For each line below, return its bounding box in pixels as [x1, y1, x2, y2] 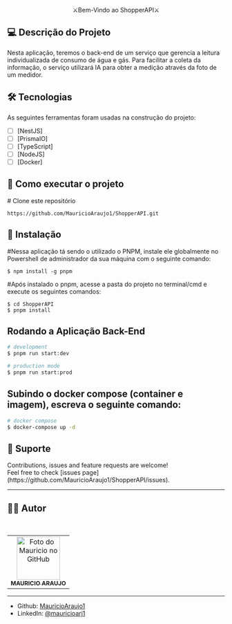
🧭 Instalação [7, 229, 61, 240]
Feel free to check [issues [7, 469, 81, 477]
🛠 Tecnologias [7, 91, 72, 103]
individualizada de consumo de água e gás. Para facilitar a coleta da [7, 55, 202, 64]
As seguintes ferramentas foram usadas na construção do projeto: [7, 113, 196, 122]
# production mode [7, 363, 60, 370]
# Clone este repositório [7, 196, 76, 205]
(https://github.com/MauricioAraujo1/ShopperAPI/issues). [7, 476, 171, 484]
